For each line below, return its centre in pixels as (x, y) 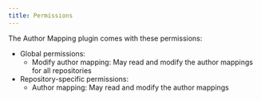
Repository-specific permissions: (74, 79)
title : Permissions (41, 15)
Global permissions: (53, 53)
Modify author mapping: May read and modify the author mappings (142, 62)
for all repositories (61, 70)
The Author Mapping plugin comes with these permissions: (105, 38)
